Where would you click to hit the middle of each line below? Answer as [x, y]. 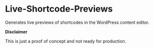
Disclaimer [16, 32]
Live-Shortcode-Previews [59, 9]
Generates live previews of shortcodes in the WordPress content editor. [77, 22]
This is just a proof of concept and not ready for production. [66, 41]
